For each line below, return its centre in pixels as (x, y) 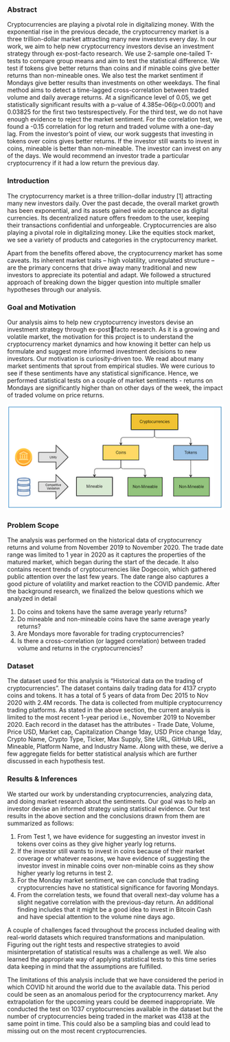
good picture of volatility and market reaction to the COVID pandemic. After (114, 584)
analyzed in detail (32, 599)
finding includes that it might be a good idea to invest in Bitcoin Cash (114, 909)
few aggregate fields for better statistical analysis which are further (102, 754)
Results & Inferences (42, 779)
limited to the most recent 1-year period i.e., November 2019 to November (111, 717)
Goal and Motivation (42, 307)
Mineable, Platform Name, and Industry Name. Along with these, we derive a (115, 747)
